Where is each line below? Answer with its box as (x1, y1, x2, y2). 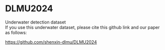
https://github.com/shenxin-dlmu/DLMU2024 (5, 39, 97, 45)
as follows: (5, 29, 27, 35)
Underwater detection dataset (5, 19, 66, 25)
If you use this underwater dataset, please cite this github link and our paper (5, 24, 160, 30)
